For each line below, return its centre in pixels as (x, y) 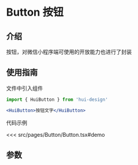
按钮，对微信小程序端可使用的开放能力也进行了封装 (69, 52)
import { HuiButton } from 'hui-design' (57, 100)
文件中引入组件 (24, 88)
